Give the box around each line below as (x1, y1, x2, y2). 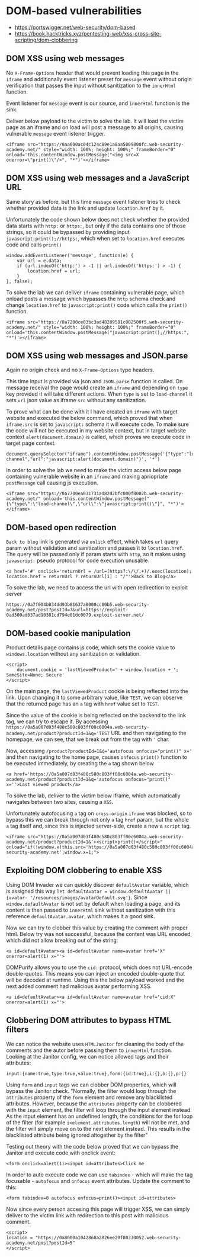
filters (6, 1025, 29, 1035)
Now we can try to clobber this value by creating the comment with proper (6, 924, 188, 931)
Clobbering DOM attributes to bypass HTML (6, 1015, 172, 1025)
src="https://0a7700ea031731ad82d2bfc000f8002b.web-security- (27, 490, 184, 497)
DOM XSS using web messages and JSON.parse (6, 351, 188, 361)
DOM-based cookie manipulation (6, 628, 131, 638)
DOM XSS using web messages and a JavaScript (6, 173, 190, 183)
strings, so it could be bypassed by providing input (6, 228, 130, 235)
